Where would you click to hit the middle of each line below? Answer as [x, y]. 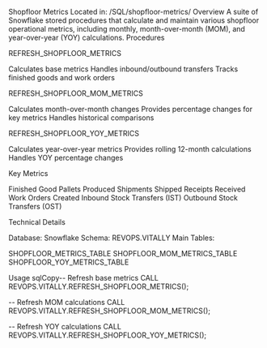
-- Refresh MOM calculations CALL [67, 302]
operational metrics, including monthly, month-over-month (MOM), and [127, 29]
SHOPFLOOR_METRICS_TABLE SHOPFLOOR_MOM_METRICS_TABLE [123, 253]
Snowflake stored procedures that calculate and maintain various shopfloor [134, 20]
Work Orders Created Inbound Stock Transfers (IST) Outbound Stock [123, 198]
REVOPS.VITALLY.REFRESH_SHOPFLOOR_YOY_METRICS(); [108, 335]
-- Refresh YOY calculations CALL [65, 327]
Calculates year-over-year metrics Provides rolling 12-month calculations [130, 149]
